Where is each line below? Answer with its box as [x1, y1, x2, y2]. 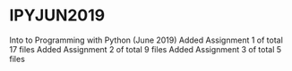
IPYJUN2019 [9, 5, 106, 26]
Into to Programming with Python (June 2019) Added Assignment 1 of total [9, 35, 284, 45]
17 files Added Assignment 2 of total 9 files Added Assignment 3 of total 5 [9, 43, 282, 54]
